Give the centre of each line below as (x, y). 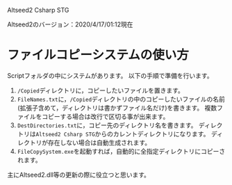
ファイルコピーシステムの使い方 (98, 55)
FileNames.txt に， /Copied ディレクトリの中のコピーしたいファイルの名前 (121, 99)
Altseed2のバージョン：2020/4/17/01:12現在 (70, 24)
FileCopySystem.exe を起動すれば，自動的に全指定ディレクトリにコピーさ (121, 151)
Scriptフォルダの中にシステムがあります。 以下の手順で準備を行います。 (110, 75)
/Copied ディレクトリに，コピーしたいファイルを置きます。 (100, 90)
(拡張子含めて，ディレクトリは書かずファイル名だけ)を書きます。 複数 (117, 108)
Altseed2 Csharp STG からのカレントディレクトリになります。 (123, 134)
